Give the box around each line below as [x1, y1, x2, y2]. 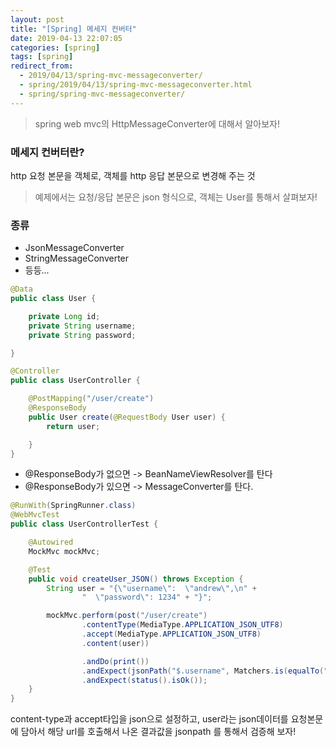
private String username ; [28, 321, 137, 331]
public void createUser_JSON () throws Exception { [28, 574, 244, 584]
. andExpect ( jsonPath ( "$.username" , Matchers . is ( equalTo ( [81, 666, 325, 676]
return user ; [46, 421, 101, 431]
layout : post [10, 14, 65, 25]
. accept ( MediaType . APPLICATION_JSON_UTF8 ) [81, 629, 262, 640]
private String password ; [28, 330, 137, 340]
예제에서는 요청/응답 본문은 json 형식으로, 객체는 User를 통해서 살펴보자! [34, 191, 318, 203]
